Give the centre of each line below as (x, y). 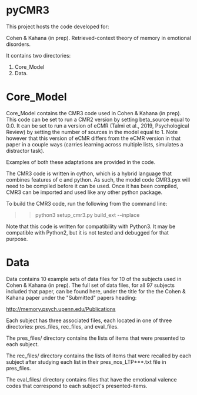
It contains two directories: (39, 55)
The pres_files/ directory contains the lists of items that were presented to (96, 338)
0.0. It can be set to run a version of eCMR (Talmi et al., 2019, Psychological (98, 125)
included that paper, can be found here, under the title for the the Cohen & (96, 291)
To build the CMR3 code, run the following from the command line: (87, 203)
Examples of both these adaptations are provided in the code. (81, 162)
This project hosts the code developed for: (58, 26)
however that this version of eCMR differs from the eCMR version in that (94, 138)
